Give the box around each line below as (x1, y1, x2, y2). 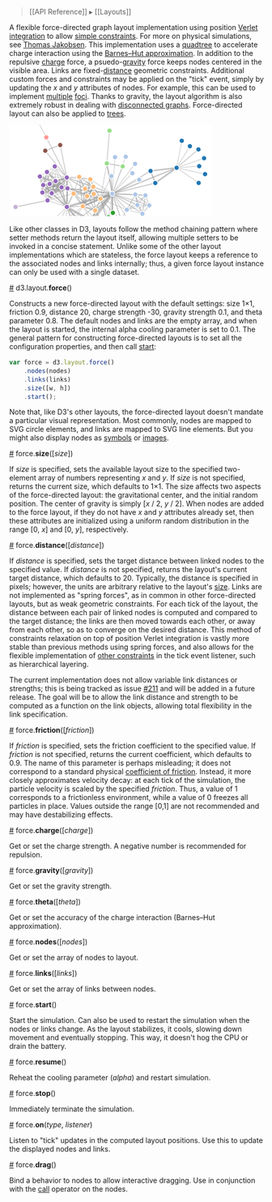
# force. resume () (9, 1057, 67, 1067)
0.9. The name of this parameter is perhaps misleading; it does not (9, 758, 232, 768)
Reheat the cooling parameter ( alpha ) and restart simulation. (9, 1073, 211, 1083)
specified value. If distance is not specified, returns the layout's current (9, 565, 248, 575)
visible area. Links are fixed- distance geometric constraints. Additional (9, 66, 245, 75)
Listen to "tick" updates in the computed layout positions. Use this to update (9, 1136, 264, 1145)
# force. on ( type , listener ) (9, 1120, 93, 1130)
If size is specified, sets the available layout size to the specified (9, 464, 223, 474)
